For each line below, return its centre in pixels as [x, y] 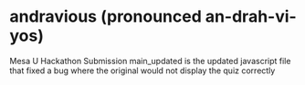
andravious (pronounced [106, 17]
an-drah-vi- [251, 17]
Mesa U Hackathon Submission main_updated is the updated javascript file [150, 61]
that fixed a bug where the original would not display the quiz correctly [142, 71]
